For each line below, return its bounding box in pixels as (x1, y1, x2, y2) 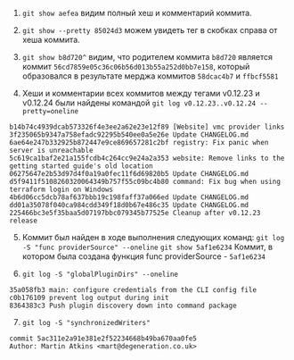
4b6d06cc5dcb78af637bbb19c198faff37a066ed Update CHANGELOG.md (9, 193, 249, 202)
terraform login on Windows (9, 185, 114, 194)
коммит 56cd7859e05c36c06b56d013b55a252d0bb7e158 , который (21, 62, 250, 71)
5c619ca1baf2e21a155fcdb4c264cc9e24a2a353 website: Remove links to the (9, 154, 285, 163)
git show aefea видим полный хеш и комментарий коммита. (21, 8, 252, 18)
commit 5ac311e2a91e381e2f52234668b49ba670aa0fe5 (9, 334, 198, 343)
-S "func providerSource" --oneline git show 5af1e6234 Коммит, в (21, 241, 274, 252)
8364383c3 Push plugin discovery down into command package (9, 301, 238, 310)
